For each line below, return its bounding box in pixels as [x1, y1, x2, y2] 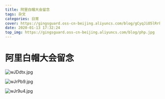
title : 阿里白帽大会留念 [5, 7, 50, 12]
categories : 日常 [5, 16, 39, 21]
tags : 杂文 [5, 12, 26, 17]
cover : [5, 21, 19, 26]
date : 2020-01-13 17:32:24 [5, 25, 60, 30]
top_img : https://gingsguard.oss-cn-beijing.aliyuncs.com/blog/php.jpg [5, 30, 155, 35]
